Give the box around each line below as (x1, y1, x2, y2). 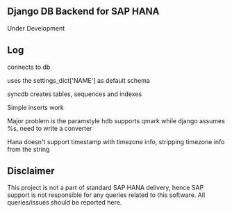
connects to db (7, 63, 51, 71)
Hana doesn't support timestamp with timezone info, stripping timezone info (7, 137, 225, 145)
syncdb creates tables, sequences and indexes (7, 90, 142, 98)
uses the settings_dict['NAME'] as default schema (7, 76, 151, 84)
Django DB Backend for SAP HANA (7, 6, 160, 17)
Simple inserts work (7, 103, 64, 111)
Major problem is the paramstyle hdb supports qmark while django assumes (7, 116, 226, 125)
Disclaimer (7, 165, 55, 177)
